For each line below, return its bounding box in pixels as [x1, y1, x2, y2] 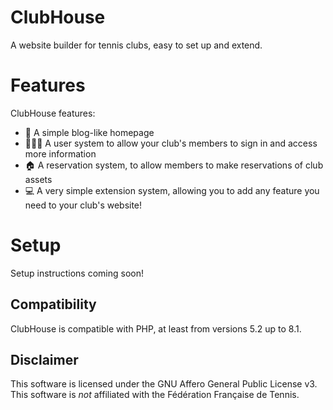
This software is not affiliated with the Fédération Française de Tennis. [10, 389, 300, 401]
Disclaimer [10, 352, 79, 369]
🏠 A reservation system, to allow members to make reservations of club [24, 159, 324, 171]
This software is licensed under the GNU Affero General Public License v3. [10, 378, 318, 390]
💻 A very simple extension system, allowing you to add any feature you [24, 184, 320, 196]
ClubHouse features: [10, 107, 96, 119]
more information [24, 147, 97, 160]
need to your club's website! [24, 199, 143, 211]
